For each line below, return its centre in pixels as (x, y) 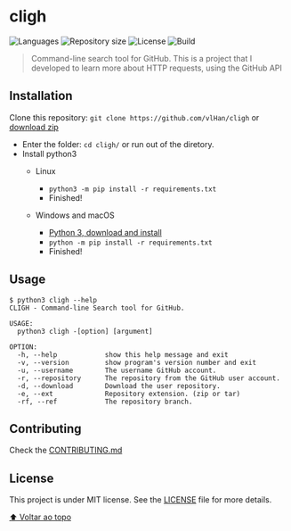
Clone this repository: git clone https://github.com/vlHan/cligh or (134, 117)
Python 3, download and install (105, 232)
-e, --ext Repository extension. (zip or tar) (129, 394)
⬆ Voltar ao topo (40, 517)
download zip (34, 127)
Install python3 (49, 153)
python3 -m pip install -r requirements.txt (133, 189)
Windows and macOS (75, 215)
